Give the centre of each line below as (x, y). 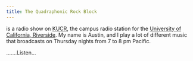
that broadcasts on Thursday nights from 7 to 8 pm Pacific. (78, 41)
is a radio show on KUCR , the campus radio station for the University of (94, 28)
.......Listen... (21, 52)
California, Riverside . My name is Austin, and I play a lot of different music (97, 35)
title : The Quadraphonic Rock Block (52, 12)
